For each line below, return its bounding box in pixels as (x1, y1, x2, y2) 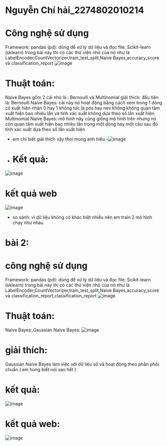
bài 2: (5, 237, 29, 249)
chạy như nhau (12, 219, 44, 226)
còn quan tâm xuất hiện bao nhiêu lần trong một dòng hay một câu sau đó (5, 121, 158, 127)
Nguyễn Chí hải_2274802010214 (5, 5, 144, 16)
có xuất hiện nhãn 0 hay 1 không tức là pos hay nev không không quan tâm (5, 105, 160, 111)
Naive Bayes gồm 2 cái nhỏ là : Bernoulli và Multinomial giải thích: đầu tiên (5, 94, 159, 100)
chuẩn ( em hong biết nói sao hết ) (5, 366, 76, 372)
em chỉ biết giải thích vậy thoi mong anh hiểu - (12, 136, 109, 142)
